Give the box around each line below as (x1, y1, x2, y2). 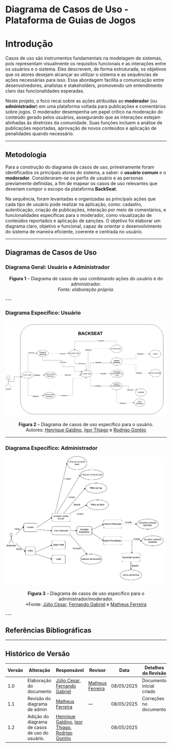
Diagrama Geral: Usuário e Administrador (5, 264, 110, 271)
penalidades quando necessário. (5, 131, 74, 137)
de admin (27, 706, 48, 713)
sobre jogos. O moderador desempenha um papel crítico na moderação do (5, 109, 163, 115)
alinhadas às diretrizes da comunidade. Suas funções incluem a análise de (5, 120, 163, 126)
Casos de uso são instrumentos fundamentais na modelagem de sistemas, (5, 55, 163, 61)
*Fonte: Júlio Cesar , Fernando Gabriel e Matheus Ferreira (25, 601, 147, 607)
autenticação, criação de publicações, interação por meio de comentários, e (5, 207, 166, 213)
